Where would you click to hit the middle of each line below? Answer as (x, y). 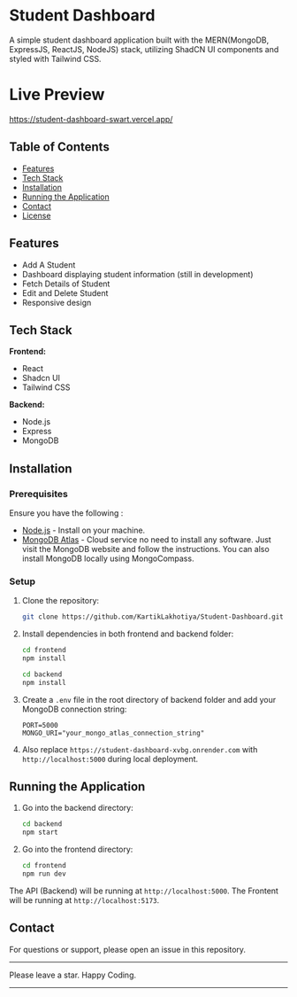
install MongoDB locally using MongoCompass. (108, 558)
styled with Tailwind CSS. (55, 58)
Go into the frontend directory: (77, 849)
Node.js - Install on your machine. (84, 530)
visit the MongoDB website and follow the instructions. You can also (145, 549)
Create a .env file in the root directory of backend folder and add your (149, 699)
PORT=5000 (40, 725)
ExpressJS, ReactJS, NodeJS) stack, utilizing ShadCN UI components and (144, 49)
